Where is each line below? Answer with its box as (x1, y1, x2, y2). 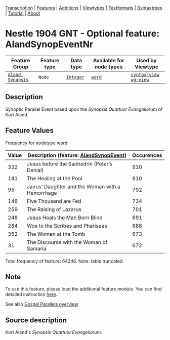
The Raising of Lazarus (27, 205, 82, 212)
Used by (136, 57, 157, 64)
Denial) (27, 166, 44, 174)
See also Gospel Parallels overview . (5, 301, 79, 307)
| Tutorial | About (5, 10, 40, 16)
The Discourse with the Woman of (27, 238, 108, 245)
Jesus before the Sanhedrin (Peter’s (27, 160, 112, 167)
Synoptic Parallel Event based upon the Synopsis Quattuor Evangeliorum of (5, 106, 163, 112)
